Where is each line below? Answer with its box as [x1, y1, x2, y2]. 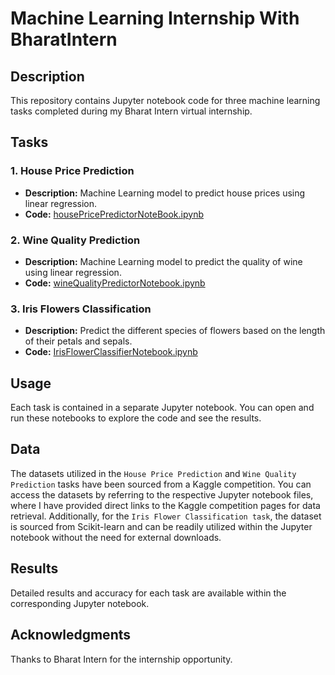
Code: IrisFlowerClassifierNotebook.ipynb [24, 346, 198, 358]
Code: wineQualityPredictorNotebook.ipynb [24, 277, 206, 289]
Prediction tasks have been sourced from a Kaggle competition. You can [10, 478, 312, 490]
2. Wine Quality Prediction [10, 233, 141, 247]
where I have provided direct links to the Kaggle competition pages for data [10, 499, 321, 511]
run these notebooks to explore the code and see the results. [10, 412, 262, 424]
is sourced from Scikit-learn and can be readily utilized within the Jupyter [10, 520, 313, 532]
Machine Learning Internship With [10, 7, 300, 30]
